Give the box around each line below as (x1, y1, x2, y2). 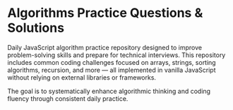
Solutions (7, 20, 65, 36)
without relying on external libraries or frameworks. (7, 73, 157, 82)
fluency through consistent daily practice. (7, 94, 129, 103)
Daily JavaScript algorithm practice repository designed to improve (7, 43, 203, 51)
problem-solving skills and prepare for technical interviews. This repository (7, 51, 226, 59)
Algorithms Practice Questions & (7, 5, 203, 21)
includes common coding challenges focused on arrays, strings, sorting (7, 58, 217, 66)
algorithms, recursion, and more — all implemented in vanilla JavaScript (7, 66, 216, 74)
